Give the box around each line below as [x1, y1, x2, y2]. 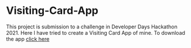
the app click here [6, 35, 50, 42]
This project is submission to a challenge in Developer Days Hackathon [6, 23, 178, 30]
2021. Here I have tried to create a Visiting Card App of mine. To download [6, 29, 186, 36]
